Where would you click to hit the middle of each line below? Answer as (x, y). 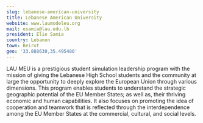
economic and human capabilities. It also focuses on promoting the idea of (100, 101)
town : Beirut (23, 46)
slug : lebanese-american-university (53, 12)
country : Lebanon (28, 40)
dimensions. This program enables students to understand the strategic (96, 88)
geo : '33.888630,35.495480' (42, 52)
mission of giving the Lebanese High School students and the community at (101, 75)
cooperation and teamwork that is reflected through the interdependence (98, 107)
